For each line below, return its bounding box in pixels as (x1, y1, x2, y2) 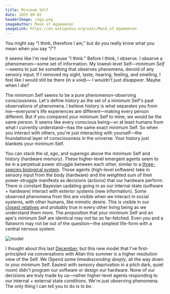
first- (138, 245, 149, 251)
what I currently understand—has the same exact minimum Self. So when (5, 125, 158, 131)
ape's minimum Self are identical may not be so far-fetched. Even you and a (5, 215, 163, 221)
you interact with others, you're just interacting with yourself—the (5, 130, 142, 136)
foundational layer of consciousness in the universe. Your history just (5, 135, 149, 141)
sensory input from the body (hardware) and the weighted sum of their (5, 172, 153, 178)
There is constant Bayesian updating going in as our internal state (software (5, 183, 163, 189)
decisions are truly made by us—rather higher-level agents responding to (5, 272, 158, 279)
